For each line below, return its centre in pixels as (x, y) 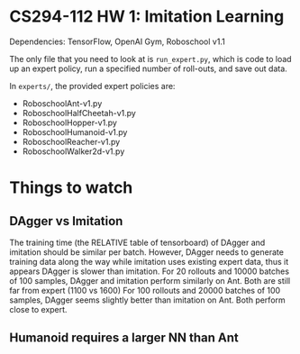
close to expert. (38, 309)
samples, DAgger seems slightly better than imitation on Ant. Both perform (147, 300)
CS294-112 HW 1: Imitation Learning (147, 17)
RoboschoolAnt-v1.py (62, 103)
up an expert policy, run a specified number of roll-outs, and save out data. (149, 68)
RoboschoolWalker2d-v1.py (73, 151)
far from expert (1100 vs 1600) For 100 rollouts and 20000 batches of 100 (145, 290)
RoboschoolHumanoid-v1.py (75, 132)
